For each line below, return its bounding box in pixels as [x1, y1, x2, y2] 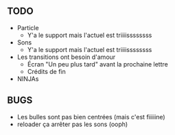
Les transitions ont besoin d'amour [16, 53, 116, 61]
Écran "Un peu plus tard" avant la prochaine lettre [27, 60, 168, 68]
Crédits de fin [27, 67, 67, 75]
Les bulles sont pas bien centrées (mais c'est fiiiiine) [16, 112, 166, 121]
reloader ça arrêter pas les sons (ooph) [16, 120, 128, 128]
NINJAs [16, 75, 39, 83]
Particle [16, 23, 39, 32]
